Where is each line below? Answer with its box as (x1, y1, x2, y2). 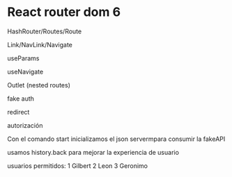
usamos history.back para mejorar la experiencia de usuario (7, 148, 180, 156)
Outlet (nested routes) (7, 81, 71, 89)
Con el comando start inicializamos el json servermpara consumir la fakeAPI (7, 135, 226, 143)
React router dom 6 (7, 4, 121, 20)
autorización (7, 121, 43, 129)
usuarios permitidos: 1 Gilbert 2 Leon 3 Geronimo (7, 161, 148, 170)
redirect (7, 108, 30, 116)
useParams (7, 53, 40, 62)
